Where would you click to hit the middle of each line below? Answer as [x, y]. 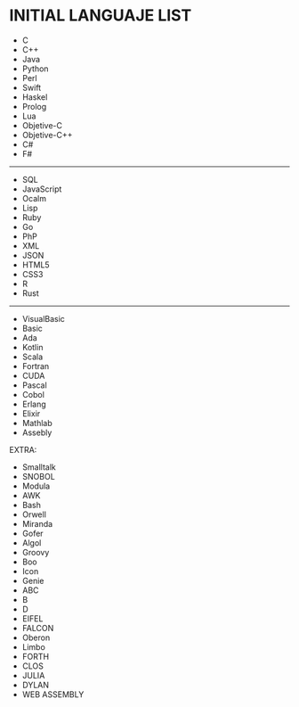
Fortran [36, 366]
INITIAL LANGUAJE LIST [101, 16]
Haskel [35, 97]
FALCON [38, 628]
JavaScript [42, 189]
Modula [36, 486]
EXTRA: [23, 449]
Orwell [34, 514]
